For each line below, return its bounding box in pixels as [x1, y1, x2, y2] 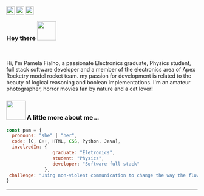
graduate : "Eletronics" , [52, 150, 115, 156]
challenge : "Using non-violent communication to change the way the [8, 172, 186, 178]
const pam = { [6, 127, 42, 133]
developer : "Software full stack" [52, 161, 140, 167]
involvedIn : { [12, 144, 47, 150]
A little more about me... [26, 113, 100, 122]
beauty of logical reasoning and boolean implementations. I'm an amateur [6, 79, 191, 86]
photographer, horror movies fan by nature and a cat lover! [6, 85, 153, 93]
